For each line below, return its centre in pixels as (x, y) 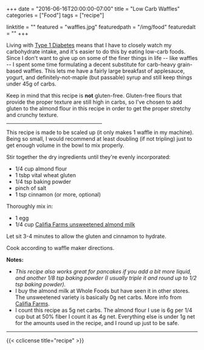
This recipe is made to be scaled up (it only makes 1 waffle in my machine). (100, 132)
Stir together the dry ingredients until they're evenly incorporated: (89, 157)
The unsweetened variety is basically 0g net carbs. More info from (98, 297)
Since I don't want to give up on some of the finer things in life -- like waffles (102, 58)
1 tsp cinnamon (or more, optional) (58, 194)
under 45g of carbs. (31, 84)
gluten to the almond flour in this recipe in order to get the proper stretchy (99, 108)
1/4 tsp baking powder (43, 182)
